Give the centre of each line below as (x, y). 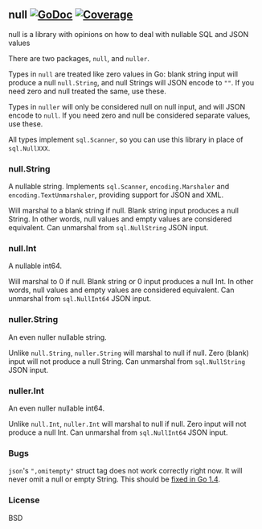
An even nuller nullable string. (57, 337)
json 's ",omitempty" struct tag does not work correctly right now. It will (125, 471)
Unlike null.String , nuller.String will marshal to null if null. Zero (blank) (129, 353)
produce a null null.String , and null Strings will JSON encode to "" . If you (131, 82)
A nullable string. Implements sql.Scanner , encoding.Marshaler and (119, 187)
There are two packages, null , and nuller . (79, 58)
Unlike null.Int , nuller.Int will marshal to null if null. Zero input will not (127, 424)
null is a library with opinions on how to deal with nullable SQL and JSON (129, 34)
